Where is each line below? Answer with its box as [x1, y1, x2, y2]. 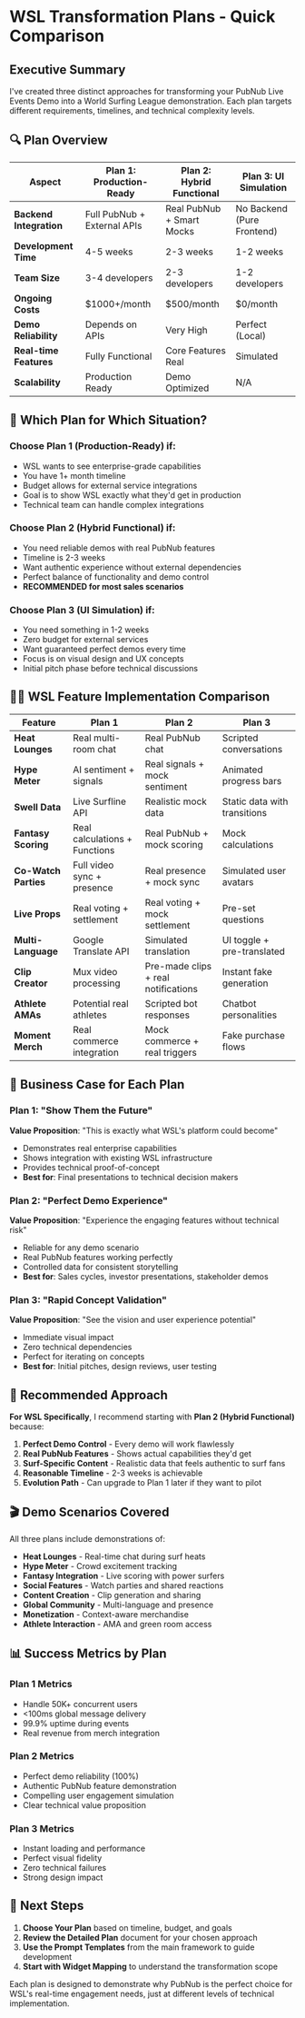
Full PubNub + [84, 207, 146, 220]
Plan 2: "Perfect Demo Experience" [9, 1194, 168, 1207]
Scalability [14, 375, 61, 388]
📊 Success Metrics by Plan [9, 1646, 167, 1662]
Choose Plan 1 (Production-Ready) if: [9, 440, 176, 452]
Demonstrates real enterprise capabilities [22, 1142, 177, 1153]
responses [144, 1009, 191, 1021]
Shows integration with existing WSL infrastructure [22, 1152, 213, 1163]
